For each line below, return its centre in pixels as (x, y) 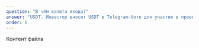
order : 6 (17, 22)
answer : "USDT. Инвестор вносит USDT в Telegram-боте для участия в (92, 17)
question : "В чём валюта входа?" (47, 11)
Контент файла (25, 39)
